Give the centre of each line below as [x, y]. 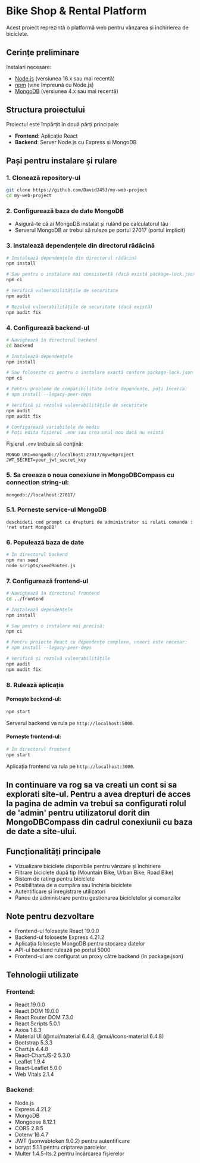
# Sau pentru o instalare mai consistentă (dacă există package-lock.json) [102, 274]
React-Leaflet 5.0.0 [38, 1068]
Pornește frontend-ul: [34, 736]
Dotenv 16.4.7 [32, 1134]
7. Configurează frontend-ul [47, 581]
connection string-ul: [38, 483]
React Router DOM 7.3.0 [44, 1018]
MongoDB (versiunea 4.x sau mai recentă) [67, 91]
